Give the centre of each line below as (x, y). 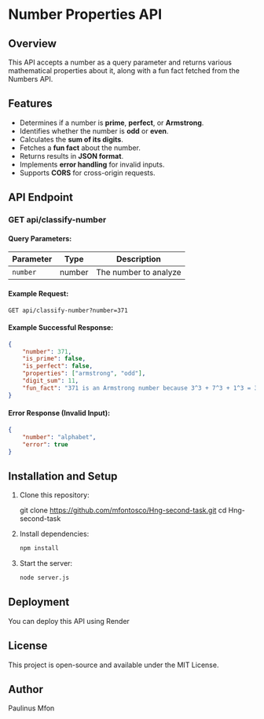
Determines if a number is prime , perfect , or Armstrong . (112, 123)
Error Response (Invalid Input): (59, 413)
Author (26, 690)
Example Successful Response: (61, 328)
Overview (33, 44)
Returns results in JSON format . (71, 156)
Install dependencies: (54, 534)
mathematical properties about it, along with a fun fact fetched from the (124, 71)
